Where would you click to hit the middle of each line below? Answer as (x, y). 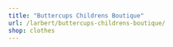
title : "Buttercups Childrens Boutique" (77, 16)
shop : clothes (32, 30)
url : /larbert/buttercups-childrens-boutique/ (87, 23)
